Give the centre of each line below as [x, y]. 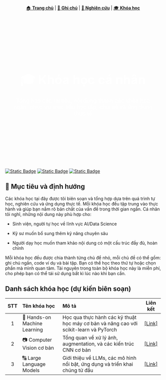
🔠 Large [31, 358]
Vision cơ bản [38, 348]
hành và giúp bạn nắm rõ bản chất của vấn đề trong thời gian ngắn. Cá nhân [83, 209]
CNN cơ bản [77, 350]
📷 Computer [37, 340]
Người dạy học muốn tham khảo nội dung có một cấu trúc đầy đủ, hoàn [85, 243]
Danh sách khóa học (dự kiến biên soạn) [68, 289]
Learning [33, 329]
